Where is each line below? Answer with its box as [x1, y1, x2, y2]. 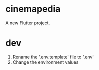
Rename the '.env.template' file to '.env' [12, 54, 94, 60]
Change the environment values [12, 59, 79, 65]
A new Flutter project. [5, 20, 50, 26]
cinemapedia [5, 3, 61, 15]
